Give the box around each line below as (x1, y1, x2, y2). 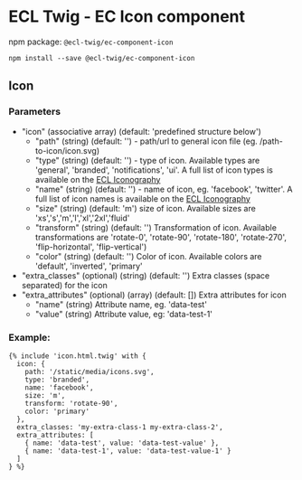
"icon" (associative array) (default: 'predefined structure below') (21, 126, 261, 136)
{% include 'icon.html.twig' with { (8, 351, 146, 361)
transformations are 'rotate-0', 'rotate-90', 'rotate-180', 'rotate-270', (34, 231, 287, 242)
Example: (8, 331, 51, 344)
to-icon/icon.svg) (34, 145, 100, 155)
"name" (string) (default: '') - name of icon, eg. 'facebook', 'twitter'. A (34, 184, 293, 194)
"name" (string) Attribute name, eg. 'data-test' (34, 298, 207, 309)
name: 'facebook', (24, 382, 94, 392)
